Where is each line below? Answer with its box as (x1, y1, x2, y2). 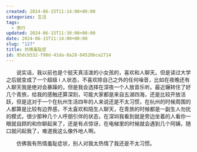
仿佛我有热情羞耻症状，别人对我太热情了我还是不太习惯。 (16, 140, 155, 147)
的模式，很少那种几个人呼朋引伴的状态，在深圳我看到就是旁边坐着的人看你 (6, 112, 186, 120)
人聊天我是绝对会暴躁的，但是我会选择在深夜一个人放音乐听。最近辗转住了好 (6, 83, 191, 91)
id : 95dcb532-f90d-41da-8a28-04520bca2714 (6, 52, 111, 58)
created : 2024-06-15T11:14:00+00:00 (6, 8, 96, 15)
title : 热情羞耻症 (6, 47, 47, 53)
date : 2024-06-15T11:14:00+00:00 (6, 36, 88, 42)
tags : (6, 19, 19, 25)
